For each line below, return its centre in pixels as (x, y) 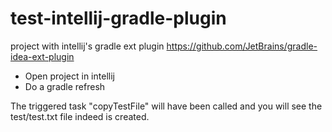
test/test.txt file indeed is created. (80, 116)
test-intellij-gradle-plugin (118, 18)
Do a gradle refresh (65, 86)
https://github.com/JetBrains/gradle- (242, 46)
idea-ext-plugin (42, 56)
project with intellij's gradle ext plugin (87, 46)
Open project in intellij (69, 76)
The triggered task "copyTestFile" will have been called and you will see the (166, 106)
